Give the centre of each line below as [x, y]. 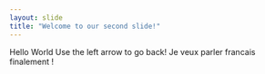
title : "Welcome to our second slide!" [85, 26]
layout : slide [36, 18]
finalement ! [32, 61]
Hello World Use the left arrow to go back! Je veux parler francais [132, 51]
